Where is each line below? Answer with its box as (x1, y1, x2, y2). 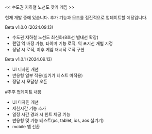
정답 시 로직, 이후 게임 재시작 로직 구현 (12, 47, 85, 52)
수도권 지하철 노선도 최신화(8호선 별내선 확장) (12, 35, 99, 40)
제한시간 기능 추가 (12, 105, 46, 111)
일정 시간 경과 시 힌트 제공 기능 (12, 112, 70, 117)
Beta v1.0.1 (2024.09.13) (5, 57, 52, 62)
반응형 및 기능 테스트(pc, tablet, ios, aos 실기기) (12, 117, 104, 123)
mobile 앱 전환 (12, 124, 40, 129)
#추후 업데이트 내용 (5, 89, 42, 95)
